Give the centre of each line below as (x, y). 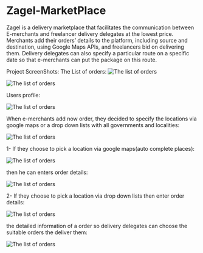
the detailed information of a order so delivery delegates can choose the (97, 226)
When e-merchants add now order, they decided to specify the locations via (101, 119)
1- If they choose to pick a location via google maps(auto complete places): (101, 148)
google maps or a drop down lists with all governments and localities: (93, 125)
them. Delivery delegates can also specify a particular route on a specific (98, 53)
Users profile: (23, 95)
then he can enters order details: (47, 172)
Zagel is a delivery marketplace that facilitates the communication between (100, 27)
